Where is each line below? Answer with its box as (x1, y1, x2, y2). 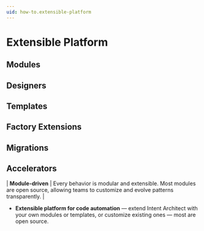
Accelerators (6, 163, 57, 174)
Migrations (6, 142, 49, 153)
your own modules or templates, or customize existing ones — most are (15, 211, 196, 218)
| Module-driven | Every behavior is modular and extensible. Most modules (6, 180, 196, 187)
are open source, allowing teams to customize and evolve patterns (6, 186, 174, 193)
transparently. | (6, 193, 45, 200)
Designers (6, 80, 47, 90)
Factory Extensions (6, 122, 82, 132)
